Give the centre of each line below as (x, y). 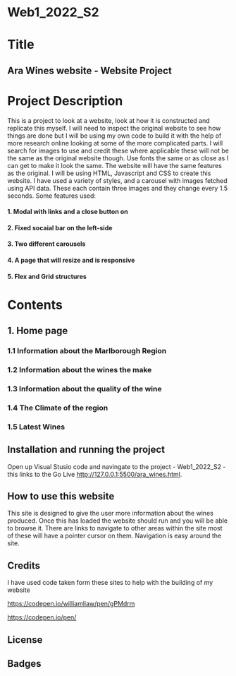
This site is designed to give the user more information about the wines (110, 514)
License (25, 640)
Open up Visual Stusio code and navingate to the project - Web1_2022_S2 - (117, 466)
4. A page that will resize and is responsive (71, 260)
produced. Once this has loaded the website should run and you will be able (117, 521)
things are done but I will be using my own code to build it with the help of (114, 136)
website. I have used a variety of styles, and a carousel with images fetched (117, 180)
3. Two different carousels (46, 244)
